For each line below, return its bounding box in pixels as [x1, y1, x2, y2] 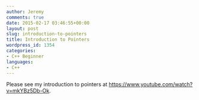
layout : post [6, 25, 39, 32]
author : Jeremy [6, 8, 44, 15]
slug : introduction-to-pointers [6, 31, 87, 37]
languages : [6, 59, 34, 65]
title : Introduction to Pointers [6, 37, 90, 43]
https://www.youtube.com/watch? [108, 81, 193, 88]
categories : [6, 48, 36, 54]
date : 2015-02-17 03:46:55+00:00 [6, 20, 90, 26]
